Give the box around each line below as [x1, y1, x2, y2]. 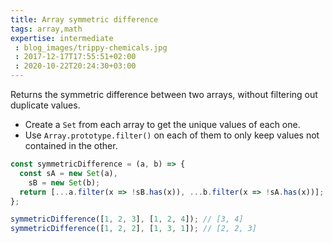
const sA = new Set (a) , [19, 168, 118, 178]
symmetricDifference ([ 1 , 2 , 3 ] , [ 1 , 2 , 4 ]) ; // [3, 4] [10, 214, 244, 225]
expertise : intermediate [10, 33, 114, 43]
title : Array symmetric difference [10, 14, 159, 25]
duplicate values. [10, 99, 81, 111]
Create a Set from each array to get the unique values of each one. [24, 119, 301, 130]
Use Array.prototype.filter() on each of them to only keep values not [24, 129, 320, 141]
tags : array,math [10, 24, 83, 34]
